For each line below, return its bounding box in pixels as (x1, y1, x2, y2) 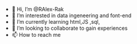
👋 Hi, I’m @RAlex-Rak (11, 6, 64, 12)
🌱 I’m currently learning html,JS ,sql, (11, 18, 100, 25)
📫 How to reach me (11, 32, 61, 38)
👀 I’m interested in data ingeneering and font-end (11, 12, 132, 19)
